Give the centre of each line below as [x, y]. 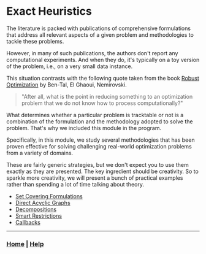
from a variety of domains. [40, 153]
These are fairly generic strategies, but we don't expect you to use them [97, 164]
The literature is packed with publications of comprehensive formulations [99, 28]
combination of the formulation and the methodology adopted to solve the [100, 121]
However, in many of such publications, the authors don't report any [92, 53]
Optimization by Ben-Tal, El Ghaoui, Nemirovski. [67, 85]
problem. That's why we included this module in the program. [84, 128]
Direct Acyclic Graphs [43, 202]
